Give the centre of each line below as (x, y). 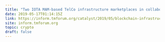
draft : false (18, 32)
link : (11, 18)
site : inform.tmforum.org (31, 23)
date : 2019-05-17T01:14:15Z (34, 14)
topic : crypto (20, 28)
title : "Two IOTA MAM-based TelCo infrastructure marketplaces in (74, 9)
